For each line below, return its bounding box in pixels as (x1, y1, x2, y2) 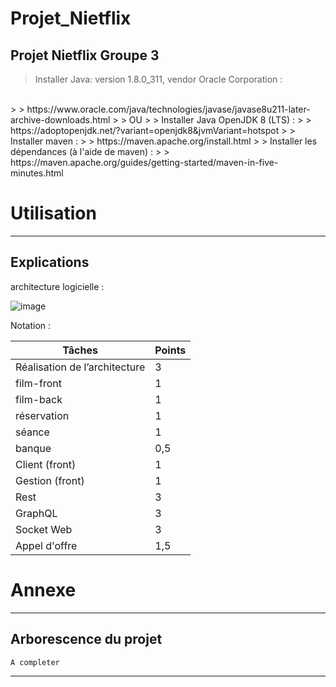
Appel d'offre (15, 538, 78, 552)
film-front (15, 376, 63, 390)
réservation (15, 408, 70, 422)
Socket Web (15, 522, 73, 536)
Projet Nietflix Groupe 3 (10, 47, 160, 64)
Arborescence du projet (10, 631, 163, 648)
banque (15, 441, 52, 455)
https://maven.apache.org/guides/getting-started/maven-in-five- (10, 157, 279, 168)
